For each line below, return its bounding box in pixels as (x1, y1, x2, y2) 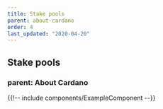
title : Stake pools (7, 10, 65, 18)
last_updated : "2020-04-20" (7, 30, 91, 38)
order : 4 (7, 23, 33, 30)
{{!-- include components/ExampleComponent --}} (7, 93, 156, 102)
